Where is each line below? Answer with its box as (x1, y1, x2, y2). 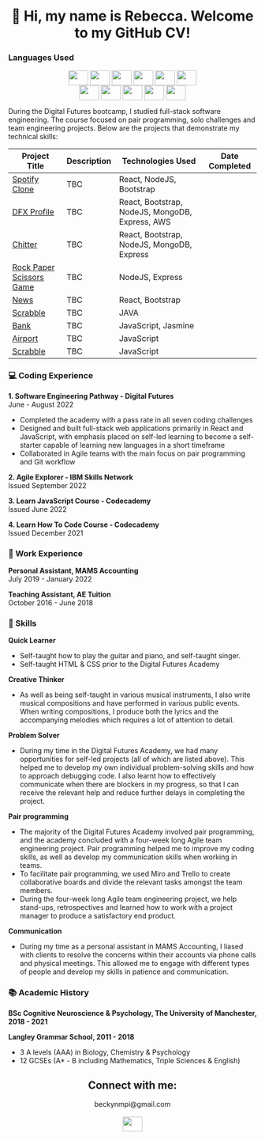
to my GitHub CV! (74, 24, 191, 42)
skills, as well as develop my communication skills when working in (19, 852, 237, 862)
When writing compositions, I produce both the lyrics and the (19, 707, 219, 717)
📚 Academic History (8, 987, 89, 998)
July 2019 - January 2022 (8, 574, 92, 584)
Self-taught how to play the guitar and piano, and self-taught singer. (19, 651, 241, 661)
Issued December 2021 (8, 528, 84, 537)
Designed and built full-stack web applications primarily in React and (19, 423, 244, 433)
